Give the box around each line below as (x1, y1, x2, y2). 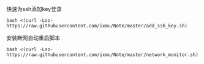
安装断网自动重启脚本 (6, 34, 60, 41)
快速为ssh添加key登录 (6, 5, 62, 12)
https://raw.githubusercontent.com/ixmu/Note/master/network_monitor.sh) (6, 52, 199, 58)
